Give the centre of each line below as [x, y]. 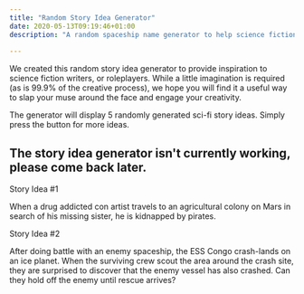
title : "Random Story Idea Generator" [82, 18]
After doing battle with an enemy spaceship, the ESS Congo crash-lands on [150, 251]
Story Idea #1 [34, 189]
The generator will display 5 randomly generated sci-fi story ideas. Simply [147, 115]
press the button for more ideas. [69, 125]
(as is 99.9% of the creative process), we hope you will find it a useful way [148, 88]
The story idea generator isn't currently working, [150, 153]
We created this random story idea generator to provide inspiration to [138, 69]
